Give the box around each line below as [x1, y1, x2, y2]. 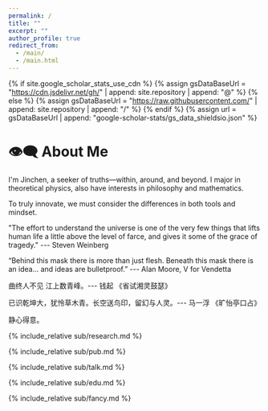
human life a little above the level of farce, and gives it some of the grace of [8, 231, 258, 241]
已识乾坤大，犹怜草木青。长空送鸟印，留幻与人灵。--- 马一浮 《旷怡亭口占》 [8, 298, 262, 307]
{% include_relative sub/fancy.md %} [8, 393, 132, 403]
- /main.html [15, 57, 59, 65]
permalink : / [8, 11, 52, 20]
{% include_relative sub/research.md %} [8, 331, 143, 340]
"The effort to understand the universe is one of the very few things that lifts [8, 223, 261, 232]
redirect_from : [8, 42, 59, 50]
